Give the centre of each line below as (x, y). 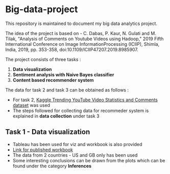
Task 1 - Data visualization (48, 132)
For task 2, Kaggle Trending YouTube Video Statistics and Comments (85, 100)
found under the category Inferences (52, 166)
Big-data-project (42, 9)
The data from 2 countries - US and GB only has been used (75, 155)
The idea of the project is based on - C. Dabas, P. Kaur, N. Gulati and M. (81, 33)
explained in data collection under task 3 (56, 116)
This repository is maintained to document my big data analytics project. (81, 23)
